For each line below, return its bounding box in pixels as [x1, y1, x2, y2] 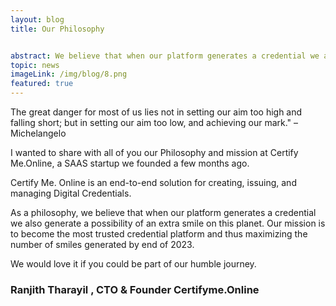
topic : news [10, 60, 60, 70]
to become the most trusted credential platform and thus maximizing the [10, 228, 308, 240]
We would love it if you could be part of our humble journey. [10, 258, 257, 270]
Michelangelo [10, 127, 67, 139]
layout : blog [10, 14, 65, 25]
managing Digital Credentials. [10, 187, 132, 199]
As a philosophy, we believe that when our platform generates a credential [10, 207, 317, 218]
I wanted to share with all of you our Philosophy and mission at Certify [10, 147, 299, 158]
